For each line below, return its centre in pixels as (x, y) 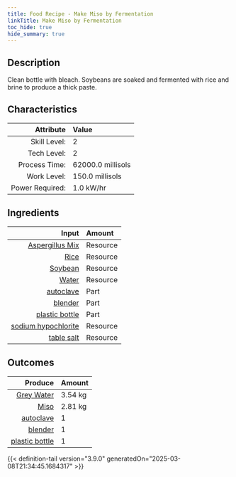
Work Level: (46, 176)
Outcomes (31, 363)
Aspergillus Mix (54, 245)
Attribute (50, 129)
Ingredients (33, 213)
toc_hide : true (30, 27)
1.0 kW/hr (89, 188)
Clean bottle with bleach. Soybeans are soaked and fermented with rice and (118, 80)
